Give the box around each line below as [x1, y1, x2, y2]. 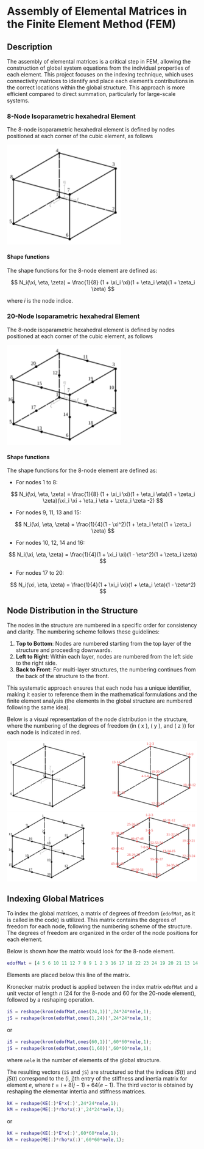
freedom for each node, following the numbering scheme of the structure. [7, 923, 192, 930]
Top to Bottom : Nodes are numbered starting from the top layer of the [15, 640, 191, 647]
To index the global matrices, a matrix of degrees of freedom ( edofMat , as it [7, 910, 195, 917]
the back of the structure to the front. [15, 672, 110, 679]
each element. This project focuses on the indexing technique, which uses [7, 71, 194, 78]
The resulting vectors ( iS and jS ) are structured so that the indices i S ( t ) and [7, 1068, 197, 1076]
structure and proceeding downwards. [15, 646, 112, 654]
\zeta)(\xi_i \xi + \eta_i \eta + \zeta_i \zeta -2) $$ [43, 497, 163, 504]
